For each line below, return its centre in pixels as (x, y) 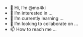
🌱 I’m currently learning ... (37, 18)
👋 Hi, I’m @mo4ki (28, 8)
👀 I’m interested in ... (31, 13)
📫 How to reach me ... (33, 29)
